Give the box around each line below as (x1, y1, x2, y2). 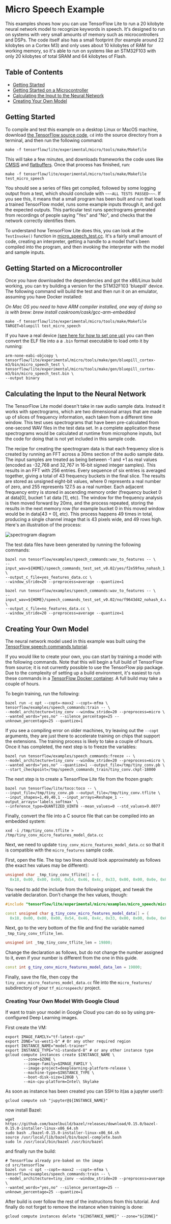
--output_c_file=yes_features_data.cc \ (5, 575, 93, 580)
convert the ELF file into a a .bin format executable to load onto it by (5, 338, 149, 344)
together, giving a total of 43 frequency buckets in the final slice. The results (5, 473, 165, 479)
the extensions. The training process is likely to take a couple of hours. (5, 738, 154, 744)
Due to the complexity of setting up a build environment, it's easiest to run (5, 670, 161, 676)
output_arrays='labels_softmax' (5, 799, 74, 804)
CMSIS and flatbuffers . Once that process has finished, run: (5, 161, 131, 167)
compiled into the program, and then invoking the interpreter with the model (5, 244, 164, 250)
